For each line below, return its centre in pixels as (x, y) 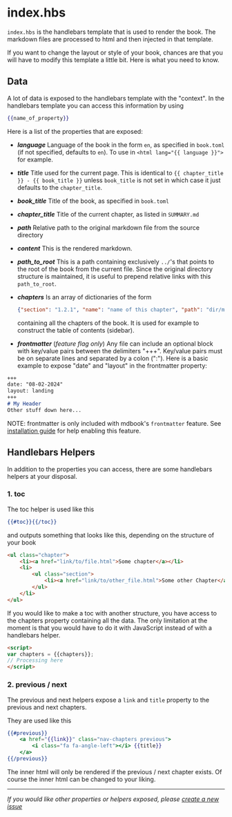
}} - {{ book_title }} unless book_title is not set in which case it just (119, 180)
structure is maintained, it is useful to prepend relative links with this (114, 276)
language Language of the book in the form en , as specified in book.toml (121, 145)
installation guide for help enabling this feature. (74, 431)
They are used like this (39, 720)
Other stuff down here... (44, 410)
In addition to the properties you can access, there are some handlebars (110, 469)
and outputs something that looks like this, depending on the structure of (111, 535)
